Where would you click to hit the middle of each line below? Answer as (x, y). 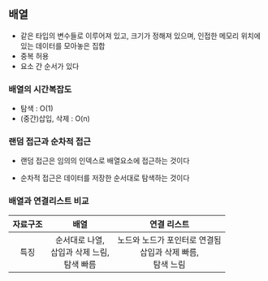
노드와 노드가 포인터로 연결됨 (169, 240)
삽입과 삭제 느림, (80, 252)
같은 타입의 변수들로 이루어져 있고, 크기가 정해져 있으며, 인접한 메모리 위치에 (140, 36)
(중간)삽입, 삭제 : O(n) (55, 119)
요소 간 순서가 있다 (50, 66)
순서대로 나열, (80, 240)
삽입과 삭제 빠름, (169, 252)
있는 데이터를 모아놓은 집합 (63, 45)
